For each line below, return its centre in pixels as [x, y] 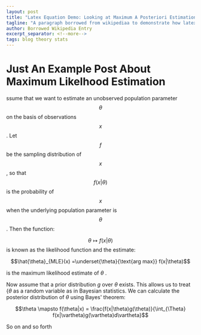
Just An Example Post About [78, 69]
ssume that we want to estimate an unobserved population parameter [92, 98]
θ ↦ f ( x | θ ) [100, 240]
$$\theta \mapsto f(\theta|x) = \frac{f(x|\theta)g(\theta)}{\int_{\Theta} [100, 309]
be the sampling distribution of [44, 154]
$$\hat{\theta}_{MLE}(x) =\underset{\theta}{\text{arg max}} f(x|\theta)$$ [100, 261]
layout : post [22, 12]
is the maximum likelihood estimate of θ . [57, 273]
